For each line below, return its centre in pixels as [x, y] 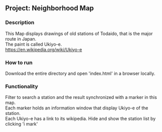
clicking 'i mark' [22, 124]
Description [20, 23]
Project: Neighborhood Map [50, 8]
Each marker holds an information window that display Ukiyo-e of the [77, 108]
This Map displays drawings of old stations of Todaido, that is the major [79, 33]
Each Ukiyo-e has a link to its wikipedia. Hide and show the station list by [80, 119]
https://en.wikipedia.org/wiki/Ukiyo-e [44, 49]
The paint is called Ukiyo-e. [34, 44]
